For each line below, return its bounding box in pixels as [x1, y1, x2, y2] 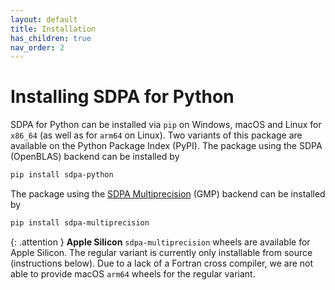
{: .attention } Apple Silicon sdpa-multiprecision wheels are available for [10, 236, 311, 248]
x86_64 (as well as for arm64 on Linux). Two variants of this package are [10, 129, 303, 141]
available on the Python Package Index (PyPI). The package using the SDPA [10, 140, 323, 152]
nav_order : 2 [10, 42, 65, 53]
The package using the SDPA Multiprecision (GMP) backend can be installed [10, 188, 326, 200]
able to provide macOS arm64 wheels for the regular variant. [10, 267, 256, 280]
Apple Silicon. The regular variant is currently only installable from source [10, 246, 313, 258]
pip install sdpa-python [10, 170, 114, 180]
